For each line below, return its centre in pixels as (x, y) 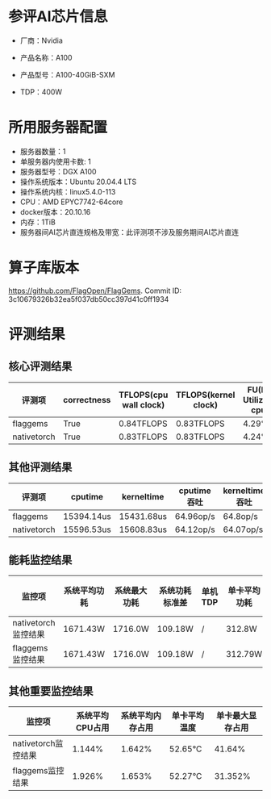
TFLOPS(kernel (206, 395)
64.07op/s (243, 529)
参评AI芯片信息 (58, 17)
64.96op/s (195, 516)
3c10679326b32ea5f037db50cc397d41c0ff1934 (89, 299)
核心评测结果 (40, 367)
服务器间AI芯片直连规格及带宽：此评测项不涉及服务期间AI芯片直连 (129, 232)
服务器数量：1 (43, 151)
